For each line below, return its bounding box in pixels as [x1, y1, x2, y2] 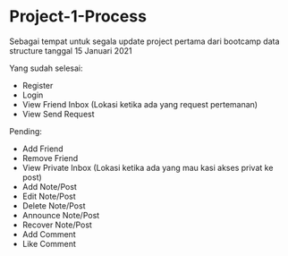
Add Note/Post [21, 181, 78, 192]
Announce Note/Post [21, 209, 100, 220]
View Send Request [21, 108, 96, 119]
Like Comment [21, 238, 76, 249]
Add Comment [21, 228, 76, 239]
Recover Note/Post [21, 219, 92, 230]
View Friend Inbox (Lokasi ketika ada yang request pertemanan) [21, 98, 258, 109]
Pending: [9, 125, 43, 136]
